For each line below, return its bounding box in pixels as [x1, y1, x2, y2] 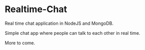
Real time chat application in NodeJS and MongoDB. [5, 20, 114, 26]
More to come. [5, 39, 35, 46]
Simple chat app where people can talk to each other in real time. [5, 30, 140, 36]
